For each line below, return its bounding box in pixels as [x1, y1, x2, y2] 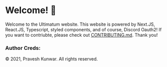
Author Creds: [5, 44, 41, 51]
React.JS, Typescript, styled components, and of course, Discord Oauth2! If [5, 26, 162, 32]
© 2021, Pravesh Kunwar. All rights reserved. [5, 56, 98, 62]
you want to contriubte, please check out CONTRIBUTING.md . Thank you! [5, 32, 158, 38]
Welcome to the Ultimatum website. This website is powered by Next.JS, [5, 21, 155, 27]
